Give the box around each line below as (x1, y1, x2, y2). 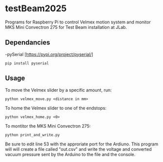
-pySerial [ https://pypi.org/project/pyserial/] (5, 51, 94, 57)
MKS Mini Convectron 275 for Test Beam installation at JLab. (5, 24, 127, 30)
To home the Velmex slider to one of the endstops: (5, 105, 106, 111)
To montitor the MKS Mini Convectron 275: (5, 123, 91, 129)
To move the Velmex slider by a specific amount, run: (5, 87, 112, 93)
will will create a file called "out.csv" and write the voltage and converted (5, 146, 152, 152)
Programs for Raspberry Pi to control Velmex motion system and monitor (5, 19, 151, 25)
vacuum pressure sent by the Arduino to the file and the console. (5, 151, 136, 157)
